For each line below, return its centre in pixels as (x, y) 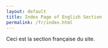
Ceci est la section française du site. (50, 39)
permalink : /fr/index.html (39, 22)
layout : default (26, 11)
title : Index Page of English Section (54, 17)
